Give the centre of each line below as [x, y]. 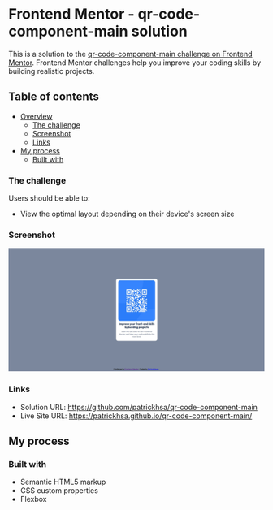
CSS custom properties [59, 491]
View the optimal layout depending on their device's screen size [127, 214]
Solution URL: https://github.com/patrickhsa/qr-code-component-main [139, 407]
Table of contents [54, 97]
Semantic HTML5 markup [63, 482]
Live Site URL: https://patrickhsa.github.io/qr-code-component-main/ [136, 416]
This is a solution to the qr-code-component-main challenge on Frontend [131, 54]
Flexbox [33, 499]
